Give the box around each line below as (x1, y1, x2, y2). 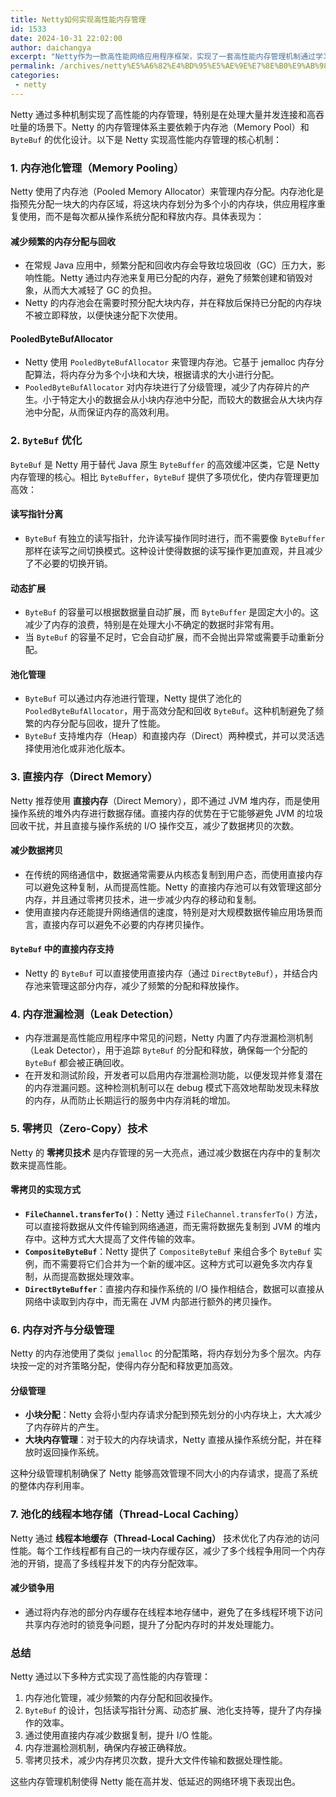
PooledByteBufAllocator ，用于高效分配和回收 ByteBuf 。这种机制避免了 (24, 705, 316, 717)
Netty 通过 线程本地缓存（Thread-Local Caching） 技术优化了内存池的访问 (10, 1532, 320, 1544)
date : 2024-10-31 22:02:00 (10, 33, 123, 43)
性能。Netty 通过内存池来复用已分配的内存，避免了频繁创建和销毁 (33, 272, 305, 284)
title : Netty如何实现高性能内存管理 (10, 14, 147, 25)
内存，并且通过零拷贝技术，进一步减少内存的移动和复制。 (24, 893, 262, 905)
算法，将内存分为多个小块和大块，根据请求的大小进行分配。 (33, 369, 280, 381)
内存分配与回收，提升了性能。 (42, 717, 166, 730)
